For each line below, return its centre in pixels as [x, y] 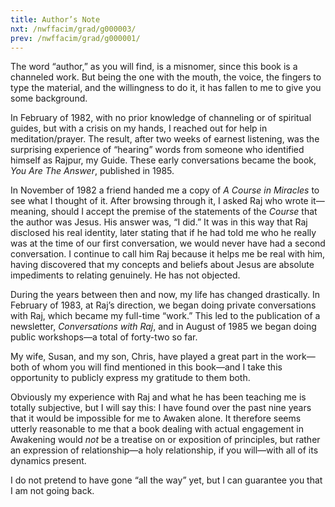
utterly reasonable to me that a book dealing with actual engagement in [157, 429]
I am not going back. [52, 491]
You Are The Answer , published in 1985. [92, 171]
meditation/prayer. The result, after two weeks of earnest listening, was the [165, 139]
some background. [49, 98]
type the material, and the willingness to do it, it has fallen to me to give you [166, 88]
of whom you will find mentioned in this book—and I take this [157, 367]
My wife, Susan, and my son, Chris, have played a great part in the [147, 357]
